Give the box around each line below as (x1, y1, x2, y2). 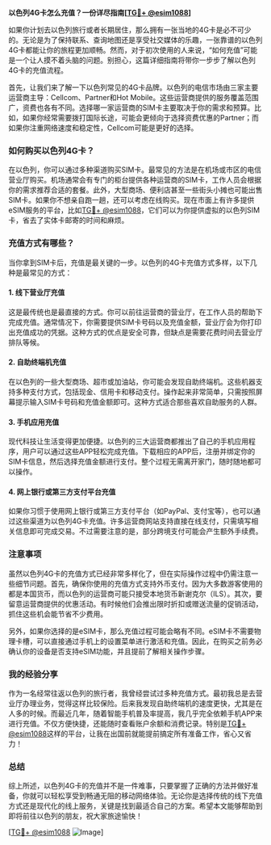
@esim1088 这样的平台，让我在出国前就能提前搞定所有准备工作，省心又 (8, 729, 245, 738)
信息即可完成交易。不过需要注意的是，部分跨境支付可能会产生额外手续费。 (15, 527, 263, 536)
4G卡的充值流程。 (8, 65, 69, 75)
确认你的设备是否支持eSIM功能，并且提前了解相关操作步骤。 (8, 646, 210, 656)
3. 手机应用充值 (8, 417, 60, 427)
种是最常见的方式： (8, 267, 73, 277)
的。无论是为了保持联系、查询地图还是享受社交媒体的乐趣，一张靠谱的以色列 (8, 36, 263, 44)
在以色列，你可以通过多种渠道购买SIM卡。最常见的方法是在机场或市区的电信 (8, 165, 262, 174)
